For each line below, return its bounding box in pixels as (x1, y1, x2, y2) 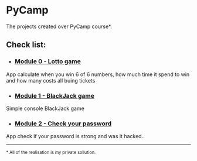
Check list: (6, 40, 46, 50)
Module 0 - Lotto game (14, 57, 81, 66)
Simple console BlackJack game (6, 105, 85, 112)
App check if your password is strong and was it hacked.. (6, 133, 145, 140)
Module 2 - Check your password (14, 119, 112, 128)
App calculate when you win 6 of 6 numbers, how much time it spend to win (6, 71, 190, 78)
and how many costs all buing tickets (6, 77, 96, 84)
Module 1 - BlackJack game (14, 91, 95, 100)
